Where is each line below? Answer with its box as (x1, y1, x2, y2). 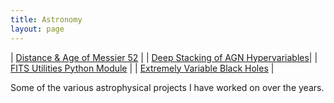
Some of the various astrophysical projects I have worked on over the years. (10, 81, 325, 93)
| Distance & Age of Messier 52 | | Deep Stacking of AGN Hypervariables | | (10, 51, 318, 63)
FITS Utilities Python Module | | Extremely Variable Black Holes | (10, 62, 275, 74)
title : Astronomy (10, 14, 83, 25)
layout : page (10, 24, 65, 34)
